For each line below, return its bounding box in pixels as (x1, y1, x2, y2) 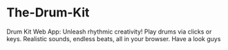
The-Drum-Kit (6, 5, 90, 21)
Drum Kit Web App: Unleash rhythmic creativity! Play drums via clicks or (6, 27, 212, 36)
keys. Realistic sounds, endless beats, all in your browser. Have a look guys (6, 34, 221, 42)
